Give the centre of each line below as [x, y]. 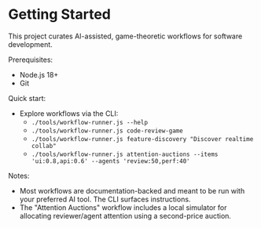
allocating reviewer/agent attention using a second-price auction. [125, 215]
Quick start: [27, 98]
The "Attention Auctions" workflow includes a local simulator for [123, 207]
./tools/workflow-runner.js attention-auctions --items [125, 154]
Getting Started [60, 14]
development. [30, 44]
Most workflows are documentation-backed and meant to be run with [132, 190]
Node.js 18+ [39, 74]
